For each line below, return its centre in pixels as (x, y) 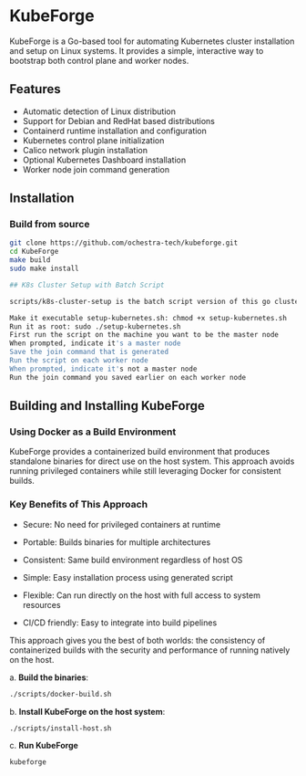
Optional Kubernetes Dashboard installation (104, 160)
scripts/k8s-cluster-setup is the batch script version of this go (140, 301)
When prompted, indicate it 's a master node (95, 343)
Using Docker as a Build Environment (93, 432)
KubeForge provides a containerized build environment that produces (140, 452)
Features (35, 89)
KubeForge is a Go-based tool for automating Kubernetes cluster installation (152, 41)
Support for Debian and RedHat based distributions (119, 121)
